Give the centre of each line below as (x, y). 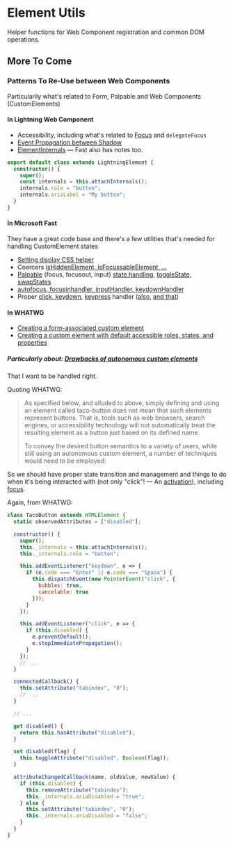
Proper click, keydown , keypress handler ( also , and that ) (98, 297)
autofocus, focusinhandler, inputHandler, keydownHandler (101, 289)
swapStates (34, 282)
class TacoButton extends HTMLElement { (67, 516)
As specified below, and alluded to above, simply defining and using (122, 403)
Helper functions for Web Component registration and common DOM (106, 32)
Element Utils (46, 13)
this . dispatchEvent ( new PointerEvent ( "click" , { (104, 579)
